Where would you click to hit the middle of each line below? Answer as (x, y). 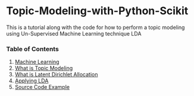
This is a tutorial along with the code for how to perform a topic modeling (96, 27)
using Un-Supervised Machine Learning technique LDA (74, 33)
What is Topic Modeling (44, 68)
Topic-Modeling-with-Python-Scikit (97, 11)
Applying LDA (32, 81)
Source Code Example (42, 87)
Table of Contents (33, 49)
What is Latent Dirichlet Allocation (56, 75)
